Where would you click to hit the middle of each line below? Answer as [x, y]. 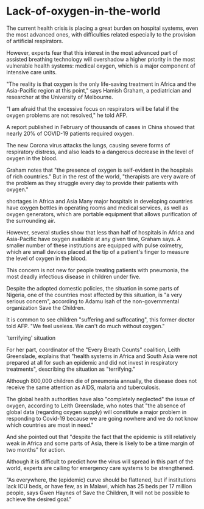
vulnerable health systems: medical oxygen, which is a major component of [101, 66]
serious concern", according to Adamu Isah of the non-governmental [93, 301]
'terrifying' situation [31, 338]
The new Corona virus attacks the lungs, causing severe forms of [88, 145]
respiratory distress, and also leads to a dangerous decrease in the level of [100, 152]
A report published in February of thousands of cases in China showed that [100, 127]
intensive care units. [31, 72]
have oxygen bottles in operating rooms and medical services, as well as [97, 208]
